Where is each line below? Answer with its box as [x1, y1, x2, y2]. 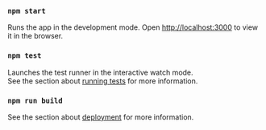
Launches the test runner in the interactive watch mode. [7, 67, 194, 77]
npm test [7, 51, 42, 60]
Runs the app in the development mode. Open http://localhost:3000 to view [7, 22, 259, 32]
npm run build [7, 95, 63, 105]
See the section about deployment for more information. [7, 112, 194, 122]
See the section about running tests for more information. [7, 75, 198, 86]
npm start [7, 6, 46, 15]
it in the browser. [7, 31, 64, 41]
